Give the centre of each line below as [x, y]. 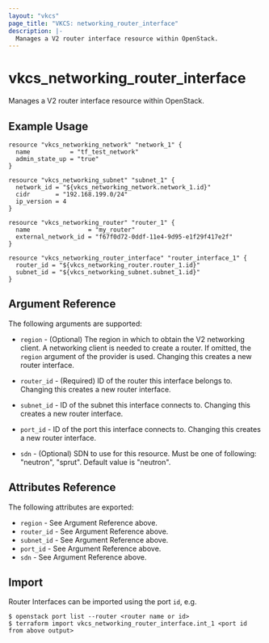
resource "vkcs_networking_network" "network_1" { [95, 145]
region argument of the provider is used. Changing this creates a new [136, 356]
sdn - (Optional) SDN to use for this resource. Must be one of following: [138, 453]
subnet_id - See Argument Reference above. [94, 539]
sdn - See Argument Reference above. [83, 557]
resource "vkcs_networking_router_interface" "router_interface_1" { [128, 258]
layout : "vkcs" [34, 16]
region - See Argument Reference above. [88, 522]
